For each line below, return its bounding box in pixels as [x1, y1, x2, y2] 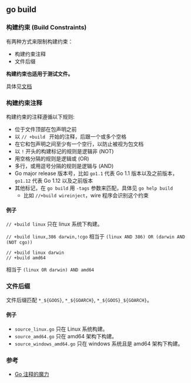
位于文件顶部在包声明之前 [14, 126, 77, 133]
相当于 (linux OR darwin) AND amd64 [6, 266, 95, 273]
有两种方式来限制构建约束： [6, 38, 73, 45]
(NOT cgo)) [6, 240, 33, 246]
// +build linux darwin [6, 250, 65, 256]
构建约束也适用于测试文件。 [6, 70, 73, 77]
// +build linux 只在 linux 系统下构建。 [6, 220, 103, 228]
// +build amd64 [6, 255, 46, 261]
